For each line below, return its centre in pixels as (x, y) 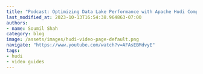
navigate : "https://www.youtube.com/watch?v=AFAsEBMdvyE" (81, 45)
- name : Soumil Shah (32, 28)
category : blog (25, 34)
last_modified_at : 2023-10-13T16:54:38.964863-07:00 (74, 17)
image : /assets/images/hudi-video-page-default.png (72, 39)
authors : (17, 23)
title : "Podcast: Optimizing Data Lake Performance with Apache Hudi (96, 12)
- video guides (25, 61)
